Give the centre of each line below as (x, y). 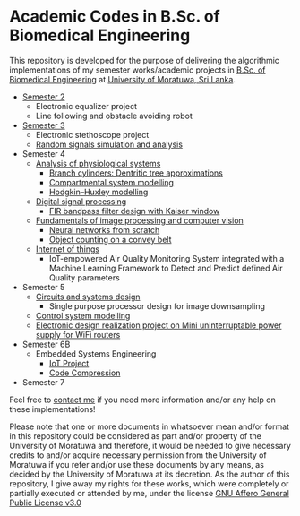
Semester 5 (43, 287)
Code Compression (85, 373)
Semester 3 (43, 125)
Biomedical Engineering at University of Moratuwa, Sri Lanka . (122, 79)
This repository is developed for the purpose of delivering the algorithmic (145, 60)
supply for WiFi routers (78, 334)
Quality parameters (85, 277)
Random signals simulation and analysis (109, 144)
